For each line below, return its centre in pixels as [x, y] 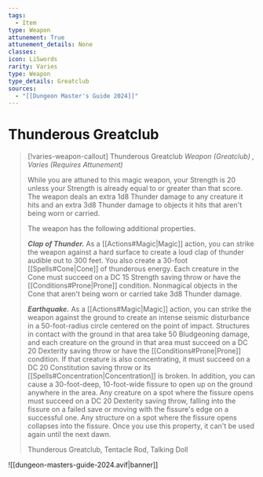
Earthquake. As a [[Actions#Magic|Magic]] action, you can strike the [139, 309]
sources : [22, 88]
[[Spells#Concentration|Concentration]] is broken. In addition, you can [141, 376]
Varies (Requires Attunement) [75, 165]
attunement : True [37, 37]
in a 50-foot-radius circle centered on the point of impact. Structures [138, 326]
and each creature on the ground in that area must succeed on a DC [138, 343]
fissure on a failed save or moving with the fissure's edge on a [128, 409]
